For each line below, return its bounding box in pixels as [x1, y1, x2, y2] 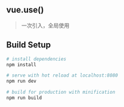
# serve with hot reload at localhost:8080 [6, 72, 119, 78]
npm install [6, 61, 36, 67]
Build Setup [6, 40, 51, 50]
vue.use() [6, 5, 44, 15]
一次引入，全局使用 [21, 21, 70, 29]
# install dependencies [6, 56, 67, 62]
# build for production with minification [6, 89, 115, 95]
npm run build [6, 95, 43, 101]
